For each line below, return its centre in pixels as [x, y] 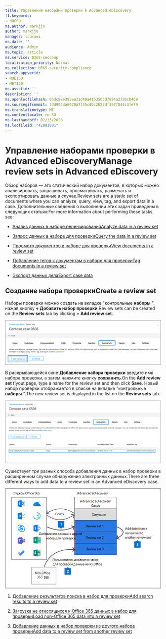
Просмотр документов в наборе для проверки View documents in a [83, 246]
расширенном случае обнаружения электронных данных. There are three [82, 477]
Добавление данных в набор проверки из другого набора [73, 626]
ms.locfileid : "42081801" [32, 126]
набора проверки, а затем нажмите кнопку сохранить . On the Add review [83, 378]
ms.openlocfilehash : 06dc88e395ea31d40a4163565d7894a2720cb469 [72, 99]
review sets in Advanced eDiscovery [82, 172]
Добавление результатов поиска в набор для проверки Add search [83, 596]
